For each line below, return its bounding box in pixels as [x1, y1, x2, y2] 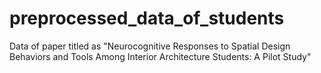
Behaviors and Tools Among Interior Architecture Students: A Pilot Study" [9, 50, 312, 62]
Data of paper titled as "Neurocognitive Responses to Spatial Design [9, 40, 291, 52]
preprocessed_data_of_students [9, 7, 285, 30]
